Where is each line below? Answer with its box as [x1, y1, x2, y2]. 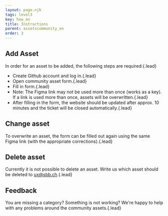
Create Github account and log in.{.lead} [12, 73, 97, 79]
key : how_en [5, 17, 30, 22]
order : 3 [5, 31, 24, 36]
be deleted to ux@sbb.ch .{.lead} [5, 172, 73, 178]
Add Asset [5, 49, 39, 58]
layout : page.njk [5, 7, 42, 13]
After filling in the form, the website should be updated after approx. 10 [12, 99, 159, 105]
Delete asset [5, 153, 45, 161]
